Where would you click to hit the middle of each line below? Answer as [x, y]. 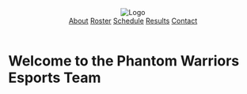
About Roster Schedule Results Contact [133, 21]
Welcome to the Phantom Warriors [124, 61]
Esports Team [55, 77]
